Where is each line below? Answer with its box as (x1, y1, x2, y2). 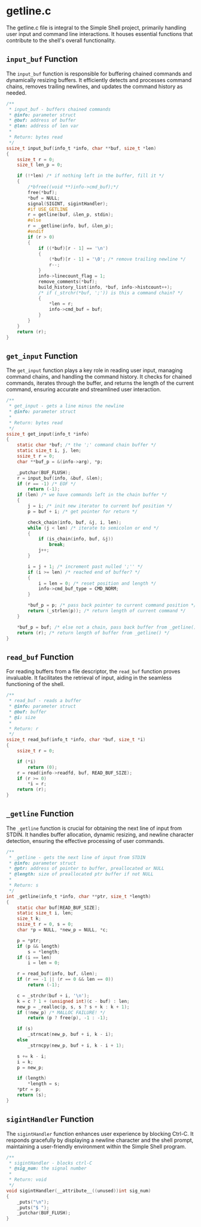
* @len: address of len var (8, 123, 79, 129)
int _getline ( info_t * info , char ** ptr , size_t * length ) (6, 893, 151, 899)
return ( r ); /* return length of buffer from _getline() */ (17, 630, 170, 636)
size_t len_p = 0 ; (17, 162, 63, 168)
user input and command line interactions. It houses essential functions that (6, 30, 193, 37)
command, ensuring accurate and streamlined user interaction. (6, 386, 162, 393)
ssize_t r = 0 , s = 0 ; (17, 921, 74, 927)
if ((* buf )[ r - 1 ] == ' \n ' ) (38, 245, 109, 251)
